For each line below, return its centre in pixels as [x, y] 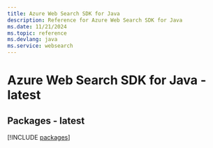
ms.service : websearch [40, 46]
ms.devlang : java [32, 40]
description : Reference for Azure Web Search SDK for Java [95, 20]
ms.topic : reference [37, 33]
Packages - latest [46, 121]
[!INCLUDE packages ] [39, 137]
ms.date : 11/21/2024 [37, 26]
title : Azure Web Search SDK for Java [64, 14]
